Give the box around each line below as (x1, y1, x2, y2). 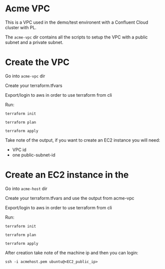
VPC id (12, 147, 27, 153)
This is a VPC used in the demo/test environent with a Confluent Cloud (5, 19, 149, 25)
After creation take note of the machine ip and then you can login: (5, 250, 139, 256)
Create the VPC (5, 57, 70, 68)
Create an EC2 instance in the (5, 169, 129, 181)
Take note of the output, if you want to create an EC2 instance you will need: (5, 137, 161, 143)
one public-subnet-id (12, 152, 56, 158)
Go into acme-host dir (5, 186, 48, 192)
